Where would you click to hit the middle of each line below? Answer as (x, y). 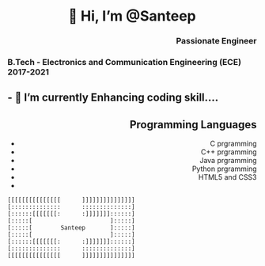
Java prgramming (228, 161)
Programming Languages (193, 125)
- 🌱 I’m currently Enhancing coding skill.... (113, 98)
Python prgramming (224, 169)
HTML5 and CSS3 (227, 177)
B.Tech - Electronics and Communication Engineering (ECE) (125, 63)
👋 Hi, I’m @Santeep (132, 16)
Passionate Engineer (216, 41)
